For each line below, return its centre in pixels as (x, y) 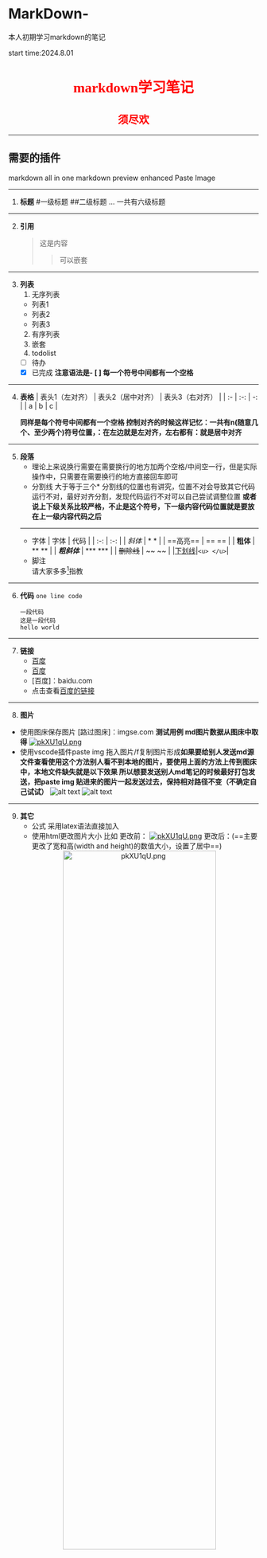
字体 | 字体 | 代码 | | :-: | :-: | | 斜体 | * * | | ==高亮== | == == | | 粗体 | (143, 540)
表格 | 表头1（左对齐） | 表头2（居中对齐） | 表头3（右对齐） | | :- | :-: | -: (139, 397)
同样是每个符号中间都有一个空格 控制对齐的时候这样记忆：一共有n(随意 (135, 422)
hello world (39, 627)
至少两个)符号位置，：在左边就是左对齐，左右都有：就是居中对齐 (138, 432)
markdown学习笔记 (133, 88)
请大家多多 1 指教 (57, 570)
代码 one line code (51, 595)
